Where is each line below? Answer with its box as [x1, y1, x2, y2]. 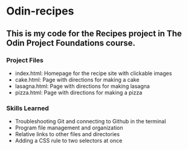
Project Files [6, 56, 44, 64]
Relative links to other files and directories [15, 131, 120, 138]
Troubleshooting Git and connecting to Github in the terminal [15, 118, 166, 125]
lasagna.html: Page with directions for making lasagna [15, 82, 150, 90]
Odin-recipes [6, 4, 74, 18]
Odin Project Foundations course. [6, 37, 136, 48]
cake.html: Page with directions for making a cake [15, 76, 140, 83]
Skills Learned [6, 104, 50, 112]
